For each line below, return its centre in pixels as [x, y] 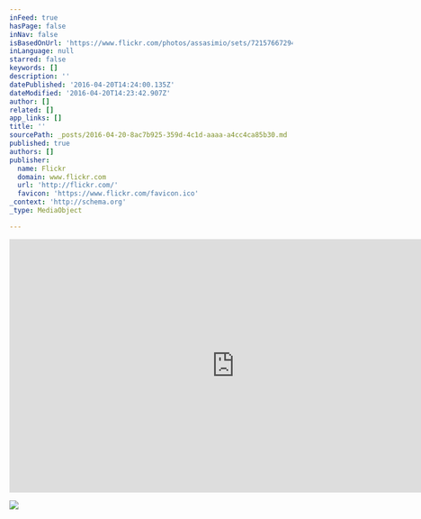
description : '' [40, 77]
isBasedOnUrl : [36, 43]
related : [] [31, 110]
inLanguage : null [42, 51]
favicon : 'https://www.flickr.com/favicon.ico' [108, 194]
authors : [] [31, 151]
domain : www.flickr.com [62, 177]
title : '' [28, 127]
